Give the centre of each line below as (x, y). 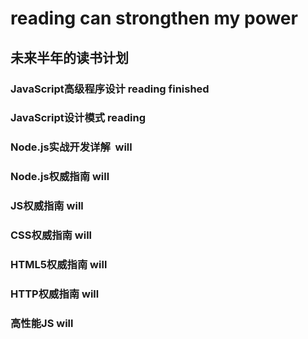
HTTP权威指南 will (55, 294)
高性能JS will (42, 323)
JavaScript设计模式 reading (78, 118)
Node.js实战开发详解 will (71, 147)
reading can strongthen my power (154, 18)
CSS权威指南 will (51, 235)
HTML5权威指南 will (59, 265)
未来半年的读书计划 (69, 57)
